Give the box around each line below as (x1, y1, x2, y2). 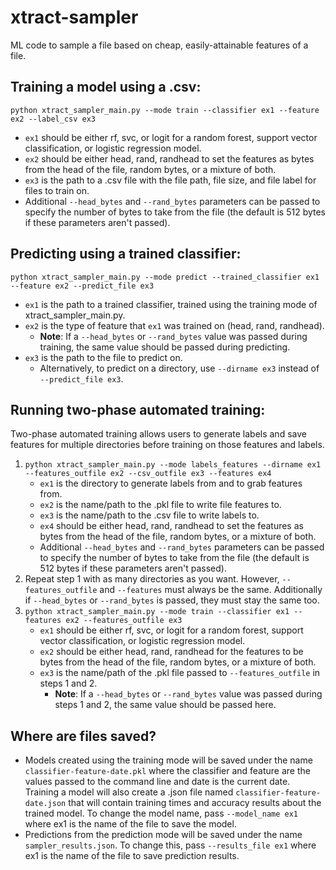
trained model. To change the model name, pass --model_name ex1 (24, 807, 299, 820)
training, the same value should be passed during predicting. (39, 341, 291, 353)
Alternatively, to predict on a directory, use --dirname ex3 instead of (39, 362, 320, 374)
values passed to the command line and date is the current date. (24, 776, 291, 788)
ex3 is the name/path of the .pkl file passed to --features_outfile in (39, 667, 321, 679)
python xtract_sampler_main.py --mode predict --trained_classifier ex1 (10, 272, 320, 282)
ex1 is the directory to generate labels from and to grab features (39, 477, 303, 490)
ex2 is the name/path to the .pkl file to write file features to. (39, 499, 282, 511)
